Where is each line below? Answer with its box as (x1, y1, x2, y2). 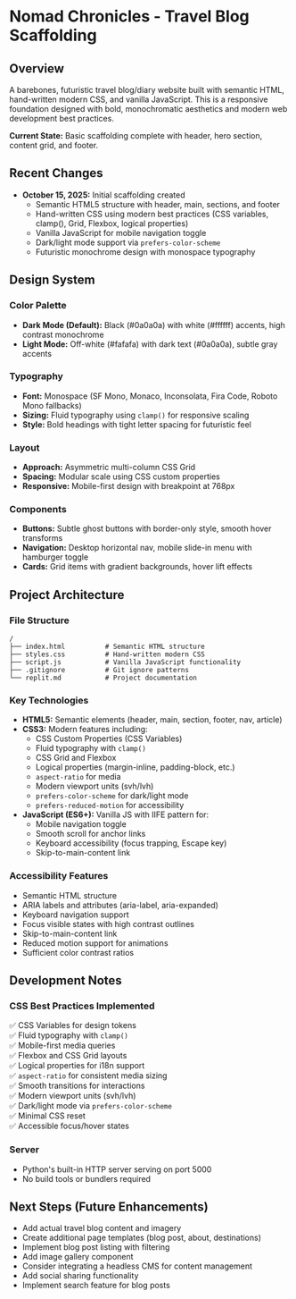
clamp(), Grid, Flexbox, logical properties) (35, 217, 189, 229)
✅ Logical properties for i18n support (9, 1060, 145, 1071)
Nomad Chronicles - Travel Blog (9, 6, 250, 27)
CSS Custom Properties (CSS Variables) (35, 733, 183, 744)
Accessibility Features (9, 870, 109, 882)
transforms (21, 533, 63, 544)
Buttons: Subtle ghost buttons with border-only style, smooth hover (21, 523, 272, 534)
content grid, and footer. (9, 140, 99, 150)
